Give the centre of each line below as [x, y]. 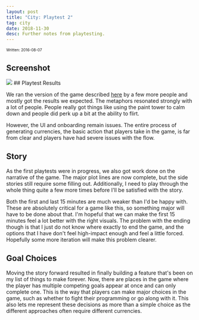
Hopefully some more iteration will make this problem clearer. [81, 239]
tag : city [18, 23]
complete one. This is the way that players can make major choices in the [96, 292]
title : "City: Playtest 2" [40, 17]
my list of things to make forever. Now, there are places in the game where [97, 279]
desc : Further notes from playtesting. [56, 34]
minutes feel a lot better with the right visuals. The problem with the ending [98, 220]
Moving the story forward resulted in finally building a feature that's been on [99, 273]
